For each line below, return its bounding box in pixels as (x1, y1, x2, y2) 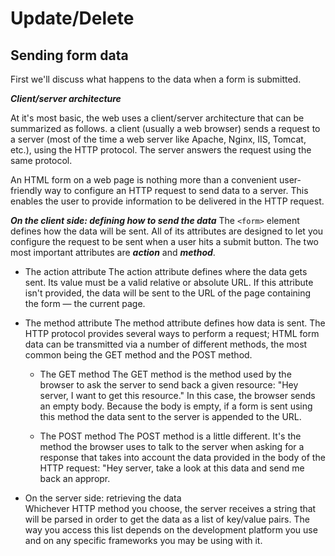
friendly (10, 185, 43, 196)
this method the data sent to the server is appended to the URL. (39, 411, 302, 422)
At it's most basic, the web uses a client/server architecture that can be (10, 112, 305, 124)
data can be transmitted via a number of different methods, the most (24, 338, 308, 350)
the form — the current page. (24, 298, 146, 309)
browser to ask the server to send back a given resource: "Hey (39, 379, 299, 391)
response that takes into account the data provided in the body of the (39, 452, 326, 463)
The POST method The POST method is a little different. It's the (39, 430, 302, 442)
